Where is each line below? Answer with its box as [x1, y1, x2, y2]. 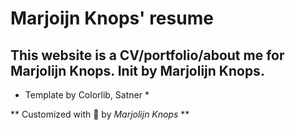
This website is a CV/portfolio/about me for [10, 47, 285, 64]
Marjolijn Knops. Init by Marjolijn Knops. [10, 62, 265, 79]
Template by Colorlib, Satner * [24, 89, 150, 101]
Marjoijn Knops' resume [10, 7, 214, 30]
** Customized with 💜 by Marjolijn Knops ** [10, 108, 190, 120]
